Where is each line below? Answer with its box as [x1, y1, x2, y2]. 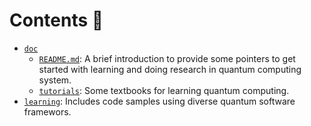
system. [38, 74, 72, 86]
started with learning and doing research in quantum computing [38, 63, 302, 75]
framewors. [23, 105, 72, 118]
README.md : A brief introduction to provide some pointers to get [38, 52, 296, 64]
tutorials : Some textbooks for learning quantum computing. [38, 84, 290, 96]
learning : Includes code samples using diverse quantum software [23, 95, 296, 107]
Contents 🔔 [9, 9, 104, 32]
